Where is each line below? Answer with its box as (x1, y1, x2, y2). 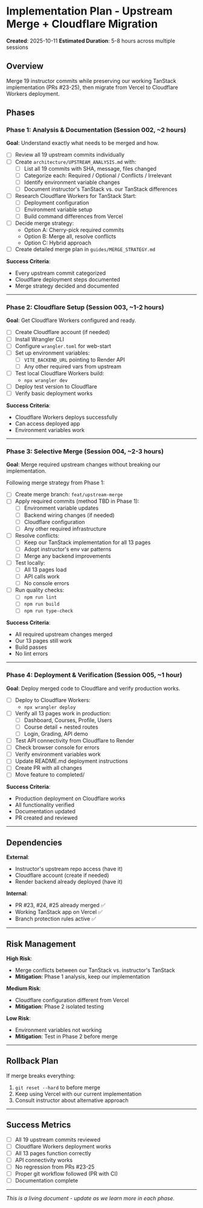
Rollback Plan (6, 1056, 59, 1066)
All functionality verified (14, 801, 74, 809)
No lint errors (14, 650, 48, 657)
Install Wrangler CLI (14, 335, 65, 343)
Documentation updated (14, 808, 76, 815)
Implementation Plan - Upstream (6, 4, 173, 18)
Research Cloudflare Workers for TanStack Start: (14, 192, 137, 199)
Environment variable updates (24, 504, 98, 512)
